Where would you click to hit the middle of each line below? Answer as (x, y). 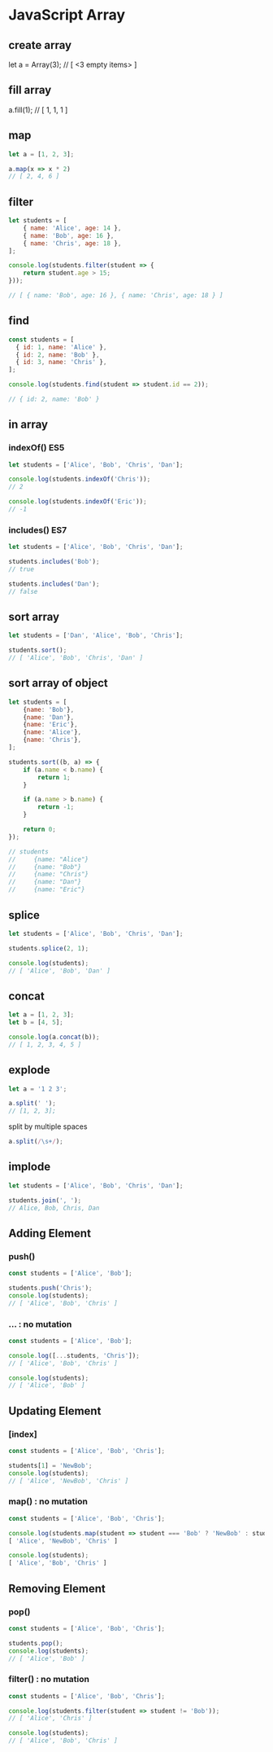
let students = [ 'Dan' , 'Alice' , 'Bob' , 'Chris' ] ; (96, 636)
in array (28, 425)
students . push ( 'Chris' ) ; (50, 1289)
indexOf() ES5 (37, 448)
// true (22, 569)
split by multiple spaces (48, 1126)
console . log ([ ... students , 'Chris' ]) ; (74, 1355)
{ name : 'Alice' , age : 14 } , (72, 228)
